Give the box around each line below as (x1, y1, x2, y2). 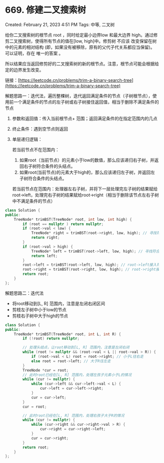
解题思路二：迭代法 (5, 290, 44, 296)
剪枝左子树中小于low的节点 (12, 306, 67, 312)
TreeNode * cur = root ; (22, 368, 69, 372)
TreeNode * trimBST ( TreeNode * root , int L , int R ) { (14, 331, 121, 337)
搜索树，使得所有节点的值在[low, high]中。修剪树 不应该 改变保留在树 (18, 38, 157, 44)
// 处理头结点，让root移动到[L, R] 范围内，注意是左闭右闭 (22, 345, 130, 350)
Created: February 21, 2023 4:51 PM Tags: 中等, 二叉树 (5, 22, 115, 27)
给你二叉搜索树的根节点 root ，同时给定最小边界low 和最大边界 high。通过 (5, 32, 154, 38)
